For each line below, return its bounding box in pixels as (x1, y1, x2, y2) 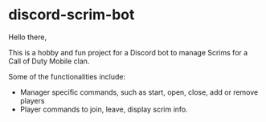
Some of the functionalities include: (8, 71, 126, 81)
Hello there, (8, 32, 47, 42)
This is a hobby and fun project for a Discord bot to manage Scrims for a (8, 47, 248, 57)
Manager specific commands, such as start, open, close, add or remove (19, 87, 259, 97)
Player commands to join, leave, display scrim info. (19, 104, 188, 114)
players (19, 96, 45, 105)
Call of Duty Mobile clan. (8, 56, 90, 66)
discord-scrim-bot (8, 6, 135, 24)
